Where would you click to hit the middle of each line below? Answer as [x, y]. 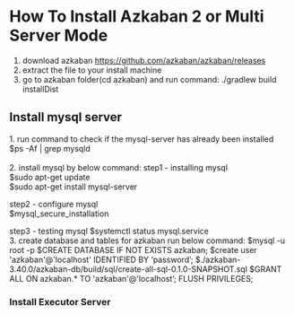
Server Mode [59, 35]
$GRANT [266, 269]
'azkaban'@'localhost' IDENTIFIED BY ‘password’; [102, 259]
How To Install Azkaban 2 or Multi [137, 17]
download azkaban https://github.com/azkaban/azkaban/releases [144, 60]
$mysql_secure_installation [59, 214]
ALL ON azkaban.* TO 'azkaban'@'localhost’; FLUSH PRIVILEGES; [131, 278]
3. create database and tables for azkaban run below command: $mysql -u [147, 241]
